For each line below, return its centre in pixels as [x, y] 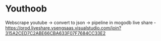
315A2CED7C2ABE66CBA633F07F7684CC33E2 [56, 33]
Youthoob [26, 9]
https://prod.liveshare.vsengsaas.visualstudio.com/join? [63, 27]
